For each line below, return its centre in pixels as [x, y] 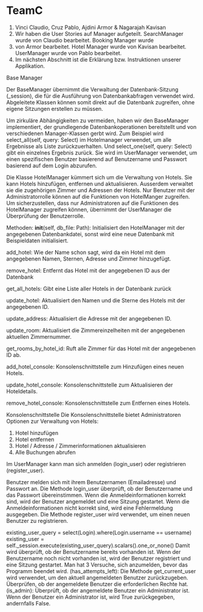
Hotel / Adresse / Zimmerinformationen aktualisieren [81, 445]
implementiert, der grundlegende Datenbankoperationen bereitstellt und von [101, 127]
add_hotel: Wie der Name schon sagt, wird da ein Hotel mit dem [86, 252]
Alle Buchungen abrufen [45, 452]
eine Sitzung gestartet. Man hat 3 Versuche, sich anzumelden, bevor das [97, 565]
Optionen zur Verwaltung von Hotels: [52, 421]
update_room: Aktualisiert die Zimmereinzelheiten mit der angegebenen [96, 330]
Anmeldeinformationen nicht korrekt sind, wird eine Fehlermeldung [90, 508]
